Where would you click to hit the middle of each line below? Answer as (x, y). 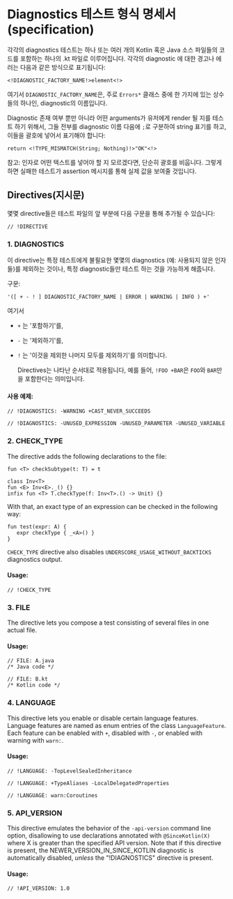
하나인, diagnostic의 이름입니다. (64, 103)
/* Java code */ (31, 667)
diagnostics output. (35, 559)
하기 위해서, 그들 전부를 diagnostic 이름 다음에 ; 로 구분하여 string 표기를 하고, (120, 126)
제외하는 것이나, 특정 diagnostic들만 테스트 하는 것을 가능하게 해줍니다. (119, 269)
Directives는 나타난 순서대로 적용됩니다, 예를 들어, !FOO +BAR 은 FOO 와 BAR (117, 370)
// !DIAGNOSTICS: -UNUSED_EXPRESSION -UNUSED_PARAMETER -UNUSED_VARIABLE (116, 424)
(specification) (51, 30)
